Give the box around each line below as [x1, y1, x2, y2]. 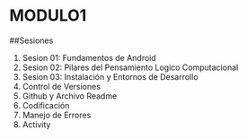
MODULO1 [9, 5, 87, 26]
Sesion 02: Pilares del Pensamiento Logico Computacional [22, 62, 239, 73]
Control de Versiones [22, 81, 101, 91]
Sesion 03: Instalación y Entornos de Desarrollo [22, 71, 199, 82]
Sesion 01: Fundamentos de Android [22, 52, 157, 63]
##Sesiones [9, 35, 54, 46]
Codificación [22, 100, 70, 110]
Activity [22, 118, 51, 130]
